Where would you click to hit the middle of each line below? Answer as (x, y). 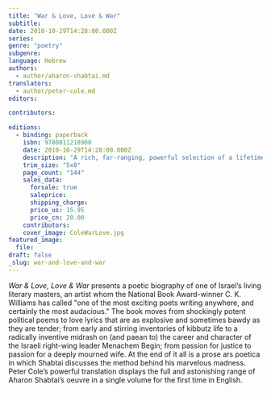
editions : (25, 128)
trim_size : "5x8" (52, 165)
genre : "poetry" (35, 46)
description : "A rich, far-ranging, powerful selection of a (127, 157)
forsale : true (54, 188)
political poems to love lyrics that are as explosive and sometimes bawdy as (134, 320)
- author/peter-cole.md (55, 91)
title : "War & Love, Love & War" (65, 16)
